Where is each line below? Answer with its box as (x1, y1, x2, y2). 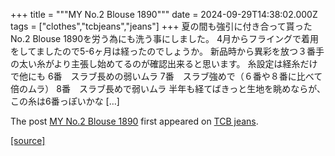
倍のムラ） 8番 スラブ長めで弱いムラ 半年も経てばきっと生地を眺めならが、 (10, 83, 327, 94)
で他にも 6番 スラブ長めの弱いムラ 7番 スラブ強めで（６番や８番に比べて (10, 70, 323, 82)
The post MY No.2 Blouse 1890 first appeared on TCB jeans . (10, 115, 259, 127)
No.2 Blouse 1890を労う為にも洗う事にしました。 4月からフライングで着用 (10, 33, 320, 44)
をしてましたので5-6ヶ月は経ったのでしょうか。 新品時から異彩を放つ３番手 (10, 45, 325, 57)
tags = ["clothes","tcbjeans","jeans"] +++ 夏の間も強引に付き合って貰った (10, 20, 313, 32)
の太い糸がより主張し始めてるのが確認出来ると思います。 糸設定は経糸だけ (10, 58, 318, 69)
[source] (10, 135, 46, 146)
